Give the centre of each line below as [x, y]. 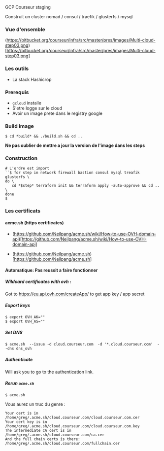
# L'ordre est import [27, 169]
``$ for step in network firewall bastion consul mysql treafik [72, 173]
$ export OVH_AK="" [25, 317]
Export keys [18, 305]
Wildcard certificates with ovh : [38, 281]
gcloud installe [27, 103]
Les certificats [23, 211]
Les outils [17, 69]
